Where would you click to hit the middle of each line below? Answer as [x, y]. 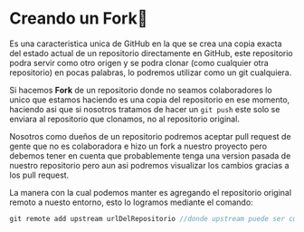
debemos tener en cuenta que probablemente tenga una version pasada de [150, 155]
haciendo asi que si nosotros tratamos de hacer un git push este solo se [145, 109]
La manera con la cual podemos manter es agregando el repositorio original [151, 192]
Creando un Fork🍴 [79, 19]
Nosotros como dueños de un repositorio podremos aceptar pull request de [150, 136]
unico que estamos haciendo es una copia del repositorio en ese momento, [150, 100]
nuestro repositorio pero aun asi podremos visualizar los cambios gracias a [149, 165]
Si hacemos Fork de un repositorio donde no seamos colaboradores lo [141, 90]
